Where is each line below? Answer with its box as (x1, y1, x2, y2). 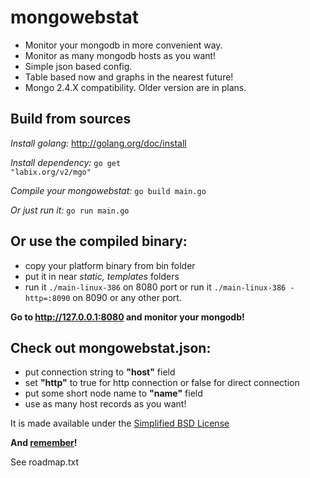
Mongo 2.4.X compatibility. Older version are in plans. (24, 81, 247, 93)
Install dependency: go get (10, 156, 122, 168)
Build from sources (10, 111, 132, 128)
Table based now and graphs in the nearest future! (24, 71, 234, 83)
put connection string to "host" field (24, 366, 176, 378)
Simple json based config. (24, 60, 133, 72)
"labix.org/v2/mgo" (10, 167, 92, 177)
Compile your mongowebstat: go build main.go (10, 184, 207, 196)
